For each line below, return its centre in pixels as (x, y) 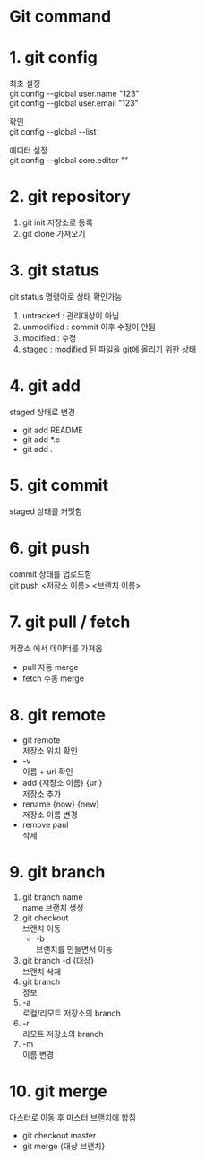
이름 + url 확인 (47, 771)
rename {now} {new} (61, 804)
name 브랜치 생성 (53, 907)
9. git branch (57, 872)
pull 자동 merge (50, 667)
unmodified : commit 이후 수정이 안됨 (89, 327)
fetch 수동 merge (53, 678)
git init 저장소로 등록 (58, 222)
